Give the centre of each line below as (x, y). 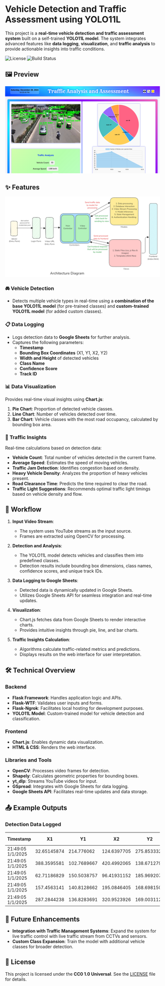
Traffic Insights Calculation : (41, 639)
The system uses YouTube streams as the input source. (76, 531)
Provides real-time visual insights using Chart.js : (55, 399)
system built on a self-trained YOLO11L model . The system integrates (76, 38)
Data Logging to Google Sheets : (45, 580)
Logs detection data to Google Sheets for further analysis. (71, 337)
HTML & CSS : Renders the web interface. (54, 747)
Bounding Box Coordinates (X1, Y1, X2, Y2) (64, 352)
